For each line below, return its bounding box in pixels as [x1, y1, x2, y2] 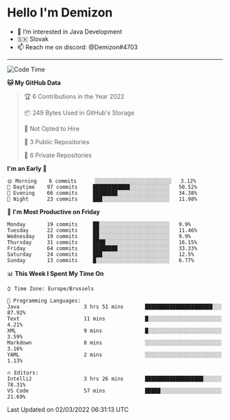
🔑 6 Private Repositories [23, 151, 92, 159]
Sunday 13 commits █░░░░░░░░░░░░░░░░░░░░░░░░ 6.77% [7, 257, 194, 264]
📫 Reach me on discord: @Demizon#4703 [16, 43, 138, 51]
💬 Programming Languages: [7, 297, 81, 304]
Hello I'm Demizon [7, 5, 113, 21]
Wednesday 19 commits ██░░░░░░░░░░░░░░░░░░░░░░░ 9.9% [7, 233, 192, 240]
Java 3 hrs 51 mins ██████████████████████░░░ [7, 303, 222, 310]
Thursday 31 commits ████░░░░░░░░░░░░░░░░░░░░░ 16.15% [7, 239, 197, 246]
